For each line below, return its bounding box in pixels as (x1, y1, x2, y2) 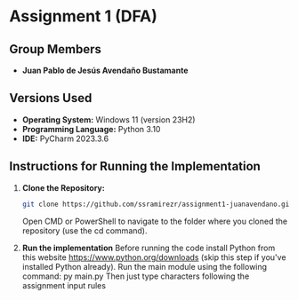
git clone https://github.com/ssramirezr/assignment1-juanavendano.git (21, 200, 294, 209)
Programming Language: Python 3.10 (21, 123, 161, 134)
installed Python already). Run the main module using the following (21, 261, 268, 272)
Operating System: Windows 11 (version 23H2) (21, 114, 196, 125)
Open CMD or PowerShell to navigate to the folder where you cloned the (21, 216, 287, 226)
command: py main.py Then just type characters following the (21, 271, 250, 281)
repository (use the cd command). (21, 225, 148, 236)
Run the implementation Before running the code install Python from (21, 242, 276, 253)
